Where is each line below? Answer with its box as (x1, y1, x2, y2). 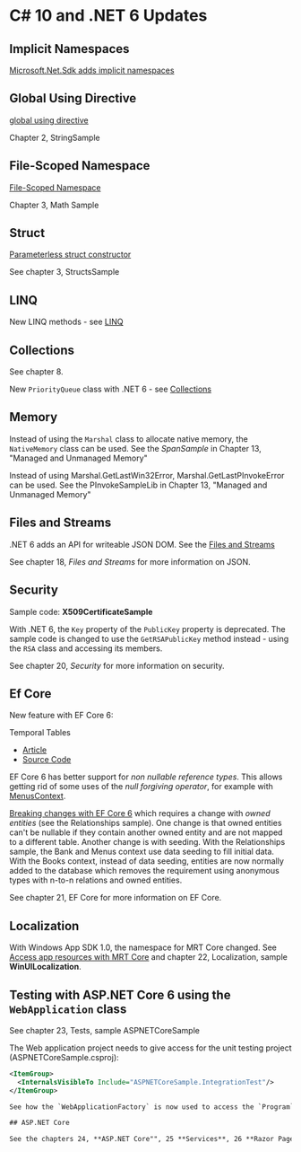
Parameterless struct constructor (9, 249, 132, 260)
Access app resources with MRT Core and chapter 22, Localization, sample (9, 952, 288, 963)
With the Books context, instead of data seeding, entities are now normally (9, 856, 285, 866)
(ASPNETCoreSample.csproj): (9, 1051, 119, 1062)
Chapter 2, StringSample (9, 132, 100, 143)
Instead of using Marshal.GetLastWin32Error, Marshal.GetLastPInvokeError (9, 470, 285, 480)
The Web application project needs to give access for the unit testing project (9, 1042, 292, 1053)
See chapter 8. (9, 366, 64, 377)
